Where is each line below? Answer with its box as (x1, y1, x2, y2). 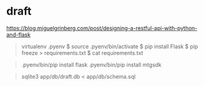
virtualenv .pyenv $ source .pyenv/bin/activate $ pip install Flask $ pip (21, 43, 198, 50)
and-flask (6, 30, 31, 38)
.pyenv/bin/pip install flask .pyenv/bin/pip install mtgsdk (21, 61, 162, 68)
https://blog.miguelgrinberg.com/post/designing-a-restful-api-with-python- (6, 24, 198, 32)
